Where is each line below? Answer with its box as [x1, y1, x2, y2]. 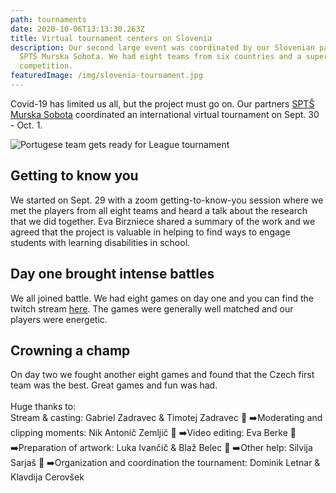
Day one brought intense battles [10, 266, 215, 283]
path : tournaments [10, 14, 87, 25]
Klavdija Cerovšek [10, 471, 85, 483]
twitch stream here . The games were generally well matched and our [10, 302, 294, 315]
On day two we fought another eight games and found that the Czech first [10, 369, 315, 381]
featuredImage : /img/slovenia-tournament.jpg [10, 71, 203, 81]
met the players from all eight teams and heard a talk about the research [10, 204, 308, 216]
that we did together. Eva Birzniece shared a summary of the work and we [10, 215, 316, 227]
